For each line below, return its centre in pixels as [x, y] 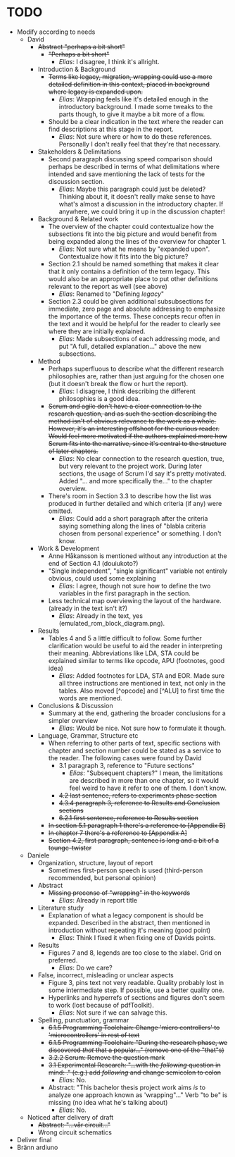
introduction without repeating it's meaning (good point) [129, 930]
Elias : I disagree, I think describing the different [127, 391]
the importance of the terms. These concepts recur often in [134, 316]
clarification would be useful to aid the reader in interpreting [135, 645]
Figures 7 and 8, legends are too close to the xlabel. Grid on [135, 953]
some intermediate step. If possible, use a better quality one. [136, 990]
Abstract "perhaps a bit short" [81, 47]
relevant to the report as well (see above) [108, 286]
